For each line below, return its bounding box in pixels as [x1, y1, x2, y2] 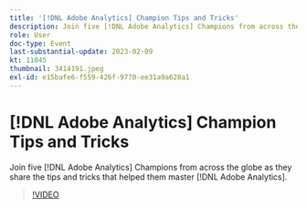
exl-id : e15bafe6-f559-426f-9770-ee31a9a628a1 [9, 73, 190, 82]
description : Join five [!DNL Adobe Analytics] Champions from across [9, 22, 284, 31]
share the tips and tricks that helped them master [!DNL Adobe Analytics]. [9, 171, 288, 182]
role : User [9, 30, 51, 39]
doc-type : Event [9, 38, 71, 48]
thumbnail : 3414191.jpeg [9, 65, 104, 74]
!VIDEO [31, 189, 59, 200]
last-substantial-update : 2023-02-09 [9, 47, 153, 57]
